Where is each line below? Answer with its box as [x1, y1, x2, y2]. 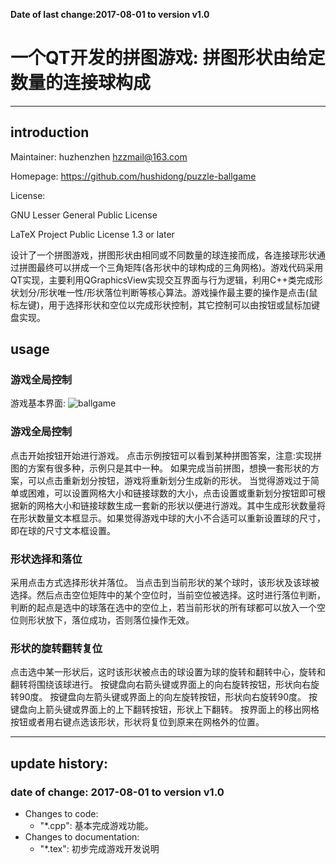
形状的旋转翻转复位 [10, 641, 103, 655]
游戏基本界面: [10, 397, 67, 409]
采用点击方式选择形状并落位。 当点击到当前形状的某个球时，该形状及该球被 [10, 577, 320, 589]
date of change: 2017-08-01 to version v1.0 [10, 785, 225, 799]
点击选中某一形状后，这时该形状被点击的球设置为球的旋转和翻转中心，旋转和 [10, 666, 326, 678]
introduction [10, 124, 90, 141]
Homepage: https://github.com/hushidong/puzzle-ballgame [10, 170, 257, 182]
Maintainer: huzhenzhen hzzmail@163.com [10, 150, 188, 163]
